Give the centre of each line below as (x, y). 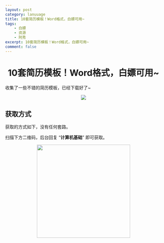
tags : (11, 24)
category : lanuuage (25, 14)
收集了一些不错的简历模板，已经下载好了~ (48, 87)
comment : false (21, 47)
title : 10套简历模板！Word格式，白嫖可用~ (45, 19)
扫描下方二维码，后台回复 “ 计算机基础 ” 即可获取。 (56, 138)
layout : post (19, 10)
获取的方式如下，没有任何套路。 (38, 127)
